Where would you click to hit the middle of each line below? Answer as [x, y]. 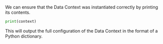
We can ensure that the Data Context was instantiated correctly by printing [81, 7]
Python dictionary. [24, 36]
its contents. [18, 12]
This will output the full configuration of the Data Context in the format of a [81, 31]
